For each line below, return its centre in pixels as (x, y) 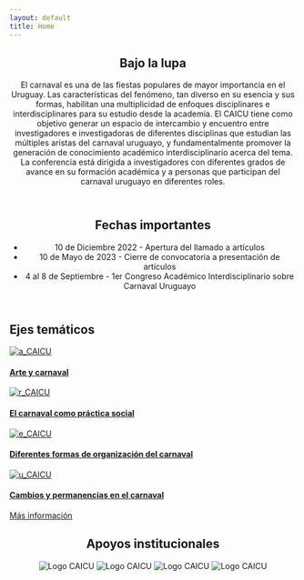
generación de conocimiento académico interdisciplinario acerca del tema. (153, 153)
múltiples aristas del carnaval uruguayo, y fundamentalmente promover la (153, 143)
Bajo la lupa (153, 63)
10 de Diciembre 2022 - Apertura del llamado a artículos (160, 247)
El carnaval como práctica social (72, 413)
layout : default (40, 18)
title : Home (32, 26)
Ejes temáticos (52, 330)
